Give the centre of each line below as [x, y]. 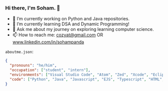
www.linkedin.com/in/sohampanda [48, 42]
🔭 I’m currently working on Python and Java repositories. [71, 19]
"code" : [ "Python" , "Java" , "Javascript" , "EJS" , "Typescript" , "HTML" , [87, 79]
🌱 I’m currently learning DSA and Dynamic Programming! [71, 24]
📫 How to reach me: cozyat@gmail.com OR [58, 35]
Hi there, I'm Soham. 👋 [33, 8]
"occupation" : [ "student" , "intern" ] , [50, 70]
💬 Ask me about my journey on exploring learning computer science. [83, 29]
